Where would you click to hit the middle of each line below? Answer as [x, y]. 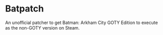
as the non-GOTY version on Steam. [42, 27]
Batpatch [24, 9]
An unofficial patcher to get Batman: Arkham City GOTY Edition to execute [82, 22]
